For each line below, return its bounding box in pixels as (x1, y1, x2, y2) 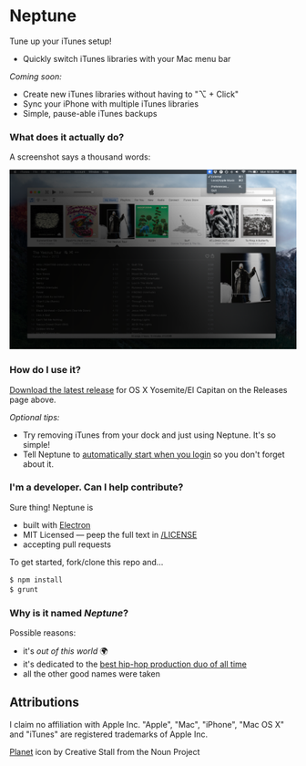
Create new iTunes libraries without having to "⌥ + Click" (22, 88, 240, 99)
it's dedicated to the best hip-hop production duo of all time (22, 658, 248, 669)
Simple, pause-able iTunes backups (22, 108, 158, 119)
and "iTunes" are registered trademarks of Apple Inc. (9, 729, 208, 740)
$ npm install (9, 575, 64, 585)
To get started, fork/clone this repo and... (9, 556, 164, 567)
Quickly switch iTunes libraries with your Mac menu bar (22, 53, 231, 64)
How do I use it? (9, 364, 82, 377)
